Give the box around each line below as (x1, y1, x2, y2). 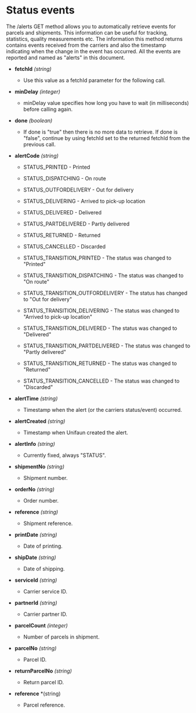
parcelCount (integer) (14, 622, 68, 629)
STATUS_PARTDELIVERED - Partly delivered (23, 220, 130, 227)
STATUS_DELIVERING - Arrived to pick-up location (23, 197, 146, 204)
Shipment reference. (23, 520, 73, 527)
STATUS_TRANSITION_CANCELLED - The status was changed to (23, 377, 180, 384)
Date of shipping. (23, 565, 66, 572)
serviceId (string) (14, 576, 57, 584)
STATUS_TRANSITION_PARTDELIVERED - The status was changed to (23, 342, 191, 349)
